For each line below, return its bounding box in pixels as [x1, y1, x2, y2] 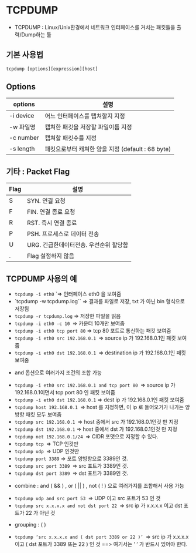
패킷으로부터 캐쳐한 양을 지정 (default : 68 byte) [44, 145, 171, 153]
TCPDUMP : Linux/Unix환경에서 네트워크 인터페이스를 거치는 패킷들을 [14, 24, 176, 31]
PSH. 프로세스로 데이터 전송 [27, 230, 99, 238]
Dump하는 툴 [21, 31, 51, 38]
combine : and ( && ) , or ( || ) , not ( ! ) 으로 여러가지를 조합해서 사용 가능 [14, 482, 184, 490]
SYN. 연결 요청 [27, 197, 66, 205]
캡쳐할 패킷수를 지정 [44, 133, 97, 142]
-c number [9, 133, 39, 142]
